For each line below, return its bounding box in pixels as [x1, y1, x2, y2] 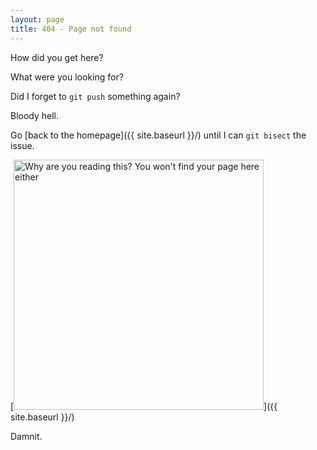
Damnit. [10, 430, 43, 442]
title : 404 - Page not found [10, 24, 132, 34]
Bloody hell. [10, 109, 60, 121]
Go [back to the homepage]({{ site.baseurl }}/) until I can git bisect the [10, 129, 307, 141]
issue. [10, 139, 35, 151]
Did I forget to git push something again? [10, 90, 181, 102]
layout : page [10, 14, 65, 25]
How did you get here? [10, 51, 104, 63]
